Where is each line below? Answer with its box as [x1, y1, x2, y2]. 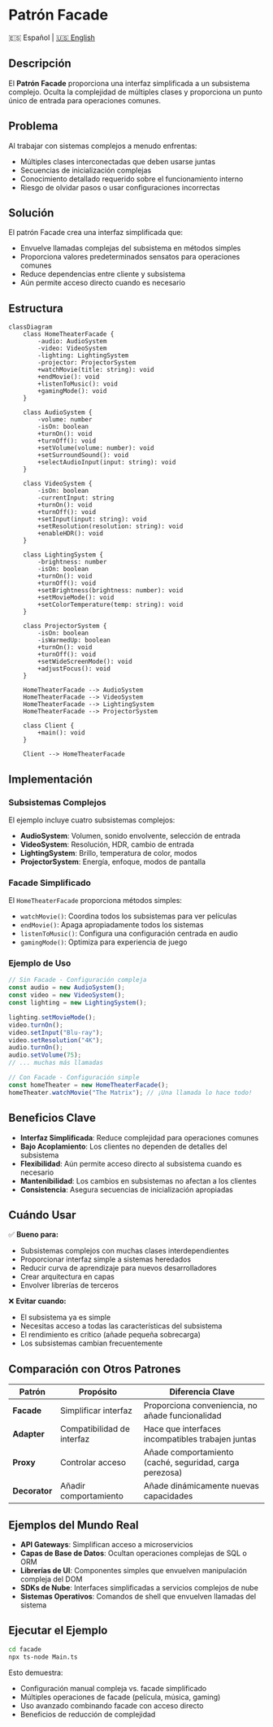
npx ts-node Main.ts [8, 1653, 79, 1661]
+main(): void [37, 729, 85, 737]
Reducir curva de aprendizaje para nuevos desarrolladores [19, 1263, 217, 1273]
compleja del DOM [19, 1574, 83, 1584]
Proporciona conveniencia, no [143, 1400, 258, 1411]
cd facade [8, 1645, 42, 1653]
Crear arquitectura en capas [19, 1271, 115, 1282]
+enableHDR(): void [37, 530, 104, 538]
